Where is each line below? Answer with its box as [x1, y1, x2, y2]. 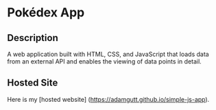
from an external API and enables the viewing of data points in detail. [7, 57, 202, 66]
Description [7, 32, 58, 44]
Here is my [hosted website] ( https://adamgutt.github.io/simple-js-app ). [7, 95, 210, 103]
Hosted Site [7, 77, 58, 89]
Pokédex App [7, 5, 85, 20]
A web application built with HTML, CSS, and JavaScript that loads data [7, 50, 209, 58]
